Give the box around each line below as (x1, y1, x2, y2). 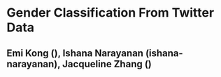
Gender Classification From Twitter (6, 5, 215, 21)
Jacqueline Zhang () (62, 58, 152, 70)
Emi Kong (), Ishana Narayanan (6, 47, 144, 59)
